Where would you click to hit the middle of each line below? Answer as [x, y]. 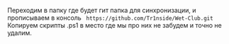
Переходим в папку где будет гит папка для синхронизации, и [102, 10]
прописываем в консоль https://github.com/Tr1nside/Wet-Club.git [111, 18]
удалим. [19, 33]
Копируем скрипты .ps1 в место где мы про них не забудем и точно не [114, 25]
